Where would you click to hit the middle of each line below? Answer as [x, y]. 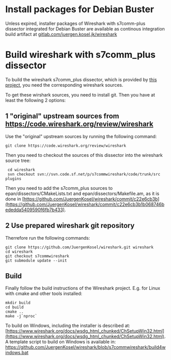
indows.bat [17, 353]
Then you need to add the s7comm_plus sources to [59, 188]
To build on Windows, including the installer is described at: [68, 325]
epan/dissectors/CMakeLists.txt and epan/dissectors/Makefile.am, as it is [82, 193]
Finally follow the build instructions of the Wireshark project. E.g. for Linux [83, 288]
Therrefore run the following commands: [48, 238]
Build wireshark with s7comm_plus [80, 55]
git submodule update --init [36, 260]
